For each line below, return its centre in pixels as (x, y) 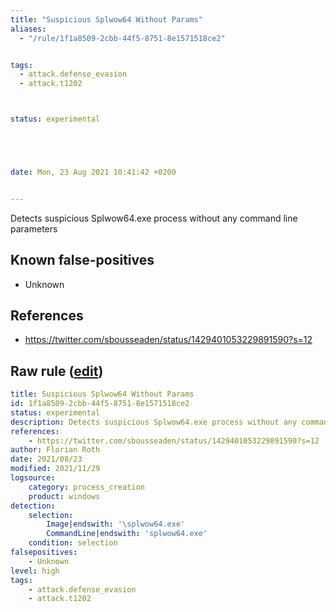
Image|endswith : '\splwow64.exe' (116, 524)
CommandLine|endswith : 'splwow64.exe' (127, 534)
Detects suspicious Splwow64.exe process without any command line (154, 218)
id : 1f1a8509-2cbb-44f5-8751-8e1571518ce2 (100, 404)
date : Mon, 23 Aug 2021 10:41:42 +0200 (93, 172)
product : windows (64, 496)
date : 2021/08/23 (46, 459)
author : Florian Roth (55, 450)
